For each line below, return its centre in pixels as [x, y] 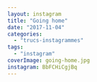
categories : [25, 34]
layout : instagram [34, 14]
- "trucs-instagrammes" [48, 41]
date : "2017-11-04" [36, 27]
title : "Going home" [38, 21]
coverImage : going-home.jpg [49, 61]
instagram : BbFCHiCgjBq [42, 67]
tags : [15, 47]
